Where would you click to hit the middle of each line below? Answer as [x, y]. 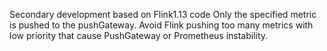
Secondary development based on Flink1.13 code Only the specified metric [163, 14]
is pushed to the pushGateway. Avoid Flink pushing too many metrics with [161, 25]
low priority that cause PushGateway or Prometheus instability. [139, 35]
